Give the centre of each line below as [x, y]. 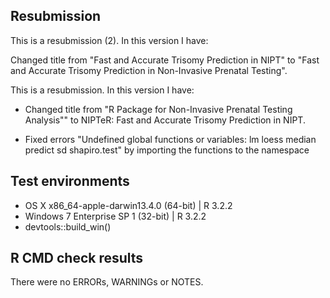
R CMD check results [77, 258]
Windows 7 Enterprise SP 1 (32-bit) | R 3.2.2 [115, 216]
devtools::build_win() [68, 226]
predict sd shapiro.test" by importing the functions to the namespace [167, 150]
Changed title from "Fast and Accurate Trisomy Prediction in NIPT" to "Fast [165, 60]
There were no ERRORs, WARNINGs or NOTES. [107, 282]
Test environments [70, 181]
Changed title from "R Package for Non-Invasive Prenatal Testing [158, 109]
